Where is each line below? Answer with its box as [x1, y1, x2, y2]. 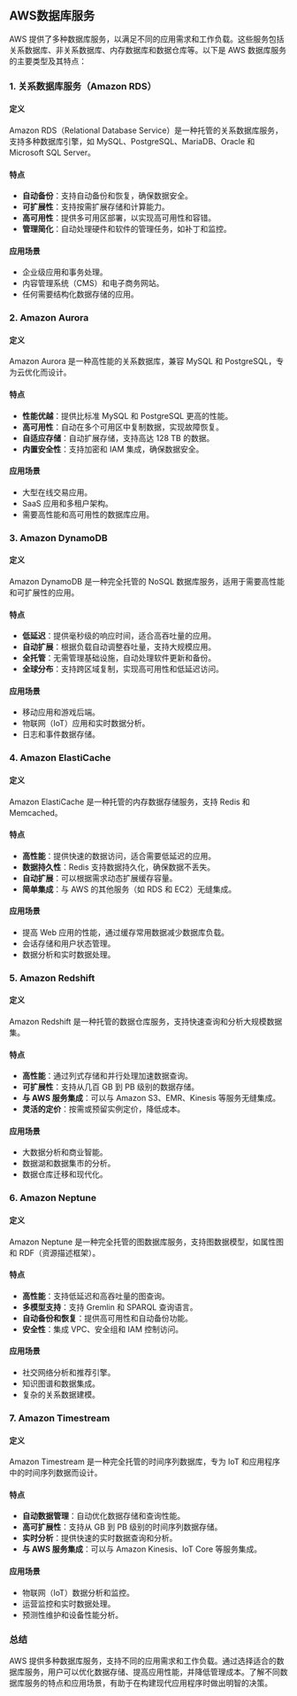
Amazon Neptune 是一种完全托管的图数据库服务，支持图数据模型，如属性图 [9, 1236, 285, 1247]
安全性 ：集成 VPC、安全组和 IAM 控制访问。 [21, 1323, 184, 1335]
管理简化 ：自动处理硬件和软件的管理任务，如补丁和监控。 [21, 224, 232, 235]
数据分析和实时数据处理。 [21, 949, 116, 959]
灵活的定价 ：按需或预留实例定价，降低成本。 [21, 1104, 186, 1114]
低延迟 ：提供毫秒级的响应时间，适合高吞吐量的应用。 [21, 631, 217, 641]
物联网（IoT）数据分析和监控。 [21, 1587, 134, 1598]
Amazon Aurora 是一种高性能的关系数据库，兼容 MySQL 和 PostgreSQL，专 [9, 356, 285, 367]
